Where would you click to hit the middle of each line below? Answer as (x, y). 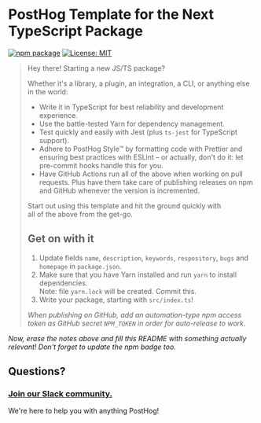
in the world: (48, 91)
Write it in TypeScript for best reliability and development (131, 107)
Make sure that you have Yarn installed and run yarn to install (138, 274)
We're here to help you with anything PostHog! (84, 411)
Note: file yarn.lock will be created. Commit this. (118, 291)
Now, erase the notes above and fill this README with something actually (127, 338)
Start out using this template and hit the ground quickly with (124, 205)
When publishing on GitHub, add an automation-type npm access (134, 314)
